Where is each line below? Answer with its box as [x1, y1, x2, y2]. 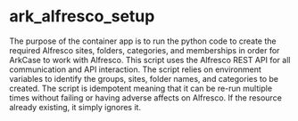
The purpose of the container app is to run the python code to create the [9, 36, 277, 46]
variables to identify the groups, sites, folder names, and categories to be [9, 73, 279, 84]
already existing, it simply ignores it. [9, 101, 141, 112]
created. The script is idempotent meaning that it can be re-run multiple [9, 83, 273, 93]
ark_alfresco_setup [9, 6, 155, 27]
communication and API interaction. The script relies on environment [9, 64, 261, 75]
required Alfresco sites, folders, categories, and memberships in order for [9, 44, 280, 55]
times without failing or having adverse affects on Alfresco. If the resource [9, 92, 283, 103]
